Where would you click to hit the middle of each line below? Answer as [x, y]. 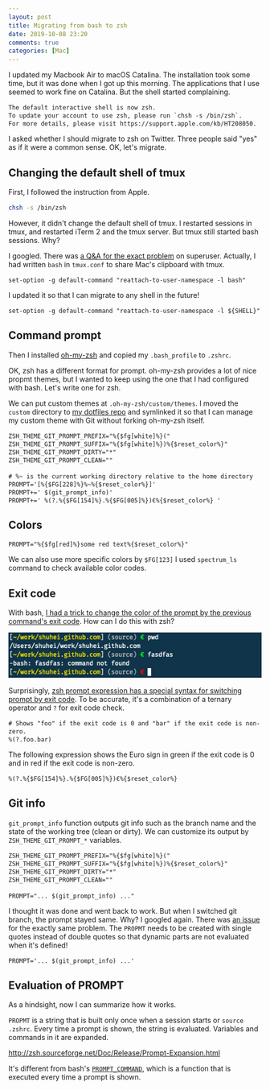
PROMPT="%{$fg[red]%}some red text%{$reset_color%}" [98, 545]
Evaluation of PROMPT [66, 986]
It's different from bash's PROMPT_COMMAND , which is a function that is [120, 1069]
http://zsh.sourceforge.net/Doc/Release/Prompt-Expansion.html [115, 1053]
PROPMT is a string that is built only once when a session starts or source [126, 1020]
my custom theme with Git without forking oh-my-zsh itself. [106, 420]
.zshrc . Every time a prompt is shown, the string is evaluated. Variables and [133, 1029]
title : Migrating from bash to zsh [68, 25]
